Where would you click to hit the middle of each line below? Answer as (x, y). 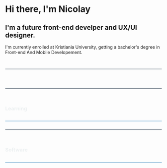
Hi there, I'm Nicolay (48, 9)
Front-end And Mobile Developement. (44, 52)
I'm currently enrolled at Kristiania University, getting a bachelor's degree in (83, 47)
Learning (16, 109)
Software (17, 150)
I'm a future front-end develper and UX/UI (71, 28)
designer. (20, 35)
